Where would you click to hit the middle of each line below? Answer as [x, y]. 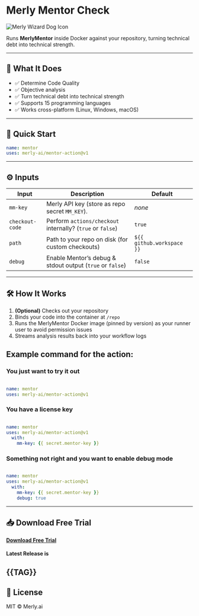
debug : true [31, 498]
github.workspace [159, 243]
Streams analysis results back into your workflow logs [81, 336]
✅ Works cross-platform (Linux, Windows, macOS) [77, 110]
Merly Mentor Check [58, 10]
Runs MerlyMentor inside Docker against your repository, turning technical [98, 38]
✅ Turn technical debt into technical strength [69, 96]
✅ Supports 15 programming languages [63, 103]
